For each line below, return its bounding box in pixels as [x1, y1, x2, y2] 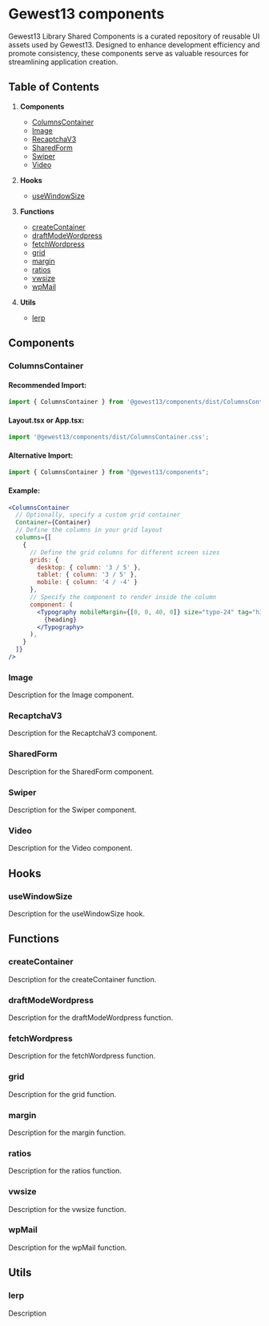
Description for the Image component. [8, 690, 134, 700]
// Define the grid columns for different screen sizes [29, 548, 220, 557]
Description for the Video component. [8, 843, 133, 853]
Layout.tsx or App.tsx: [8, 415, 85, 425]
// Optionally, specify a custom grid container [15, 511, 181, 519]
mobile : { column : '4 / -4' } [37, 578, 138, 586]
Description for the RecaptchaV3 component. [8, 728, 158, 738]
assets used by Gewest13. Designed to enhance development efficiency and [8, 39, 260, 49]
